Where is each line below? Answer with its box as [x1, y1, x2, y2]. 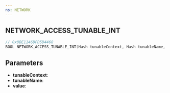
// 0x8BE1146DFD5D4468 [5, 40, 54, 45]
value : [12, 83, 27, 89]
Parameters [5, 58, 43, 67]
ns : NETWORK [5, 7, 31, 13]
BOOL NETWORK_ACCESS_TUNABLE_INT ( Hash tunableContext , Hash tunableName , [5, 44, 166, 50]
